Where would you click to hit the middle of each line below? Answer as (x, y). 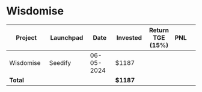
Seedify (60, 63)
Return (159, 30)
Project (26, 37)
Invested (129, 37)
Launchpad (67, 37)
